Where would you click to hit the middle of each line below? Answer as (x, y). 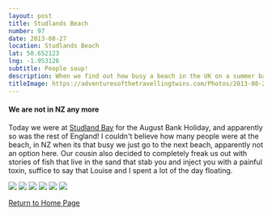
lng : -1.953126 (34, 61)
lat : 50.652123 (34, 53)
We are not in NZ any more (54, 109)
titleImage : (28, 83)
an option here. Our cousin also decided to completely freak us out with (128, 153)
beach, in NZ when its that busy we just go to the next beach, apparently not (136, 144)
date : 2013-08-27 (38, 38)
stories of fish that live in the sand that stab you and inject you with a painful (136, 162)
